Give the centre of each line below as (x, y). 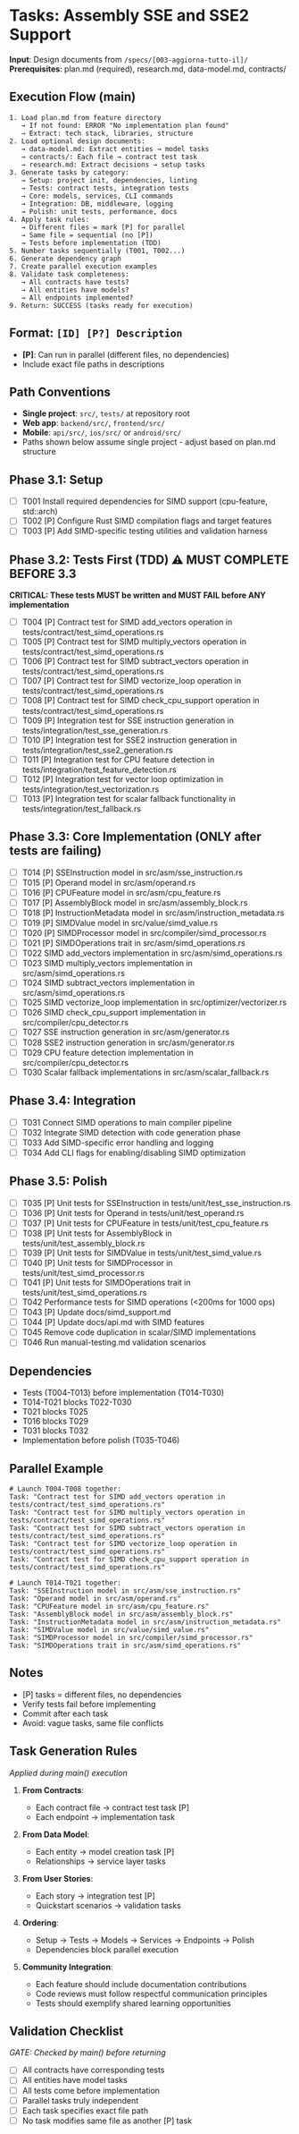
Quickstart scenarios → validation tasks (108, 1905)
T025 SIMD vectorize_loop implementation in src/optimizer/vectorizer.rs (154, 1002)
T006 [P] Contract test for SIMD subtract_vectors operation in (135, 661)
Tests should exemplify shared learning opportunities (133, 2003)
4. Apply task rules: (50, 219)
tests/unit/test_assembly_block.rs (83, 1243)
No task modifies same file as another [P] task (107, 2121)
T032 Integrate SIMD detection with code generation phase (131, 1132)
